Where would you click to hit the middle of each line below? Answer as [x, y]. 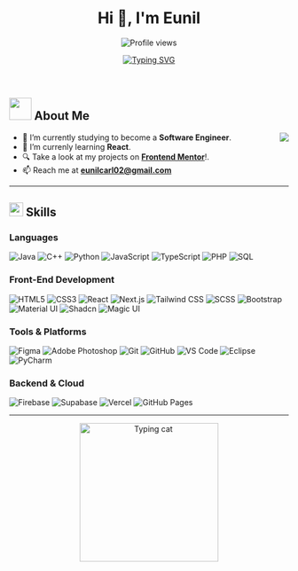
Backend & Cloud [47, 383]
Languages [34, 238]
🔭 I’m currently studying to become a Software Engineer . [127, 137]
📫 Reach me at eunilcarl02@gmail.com [97, 170]
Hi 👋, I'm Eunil [149, 18]
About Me [62, 116]
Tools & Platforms [48, 332]
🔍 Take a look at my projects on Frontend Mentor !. [116, 156]
